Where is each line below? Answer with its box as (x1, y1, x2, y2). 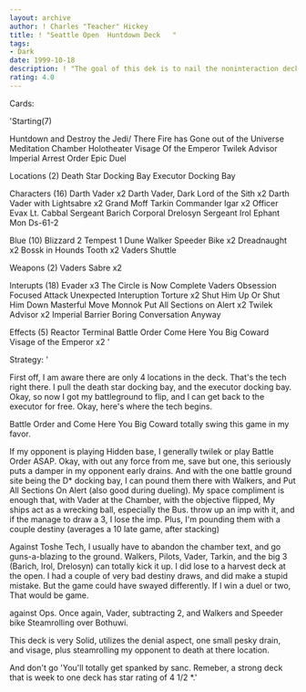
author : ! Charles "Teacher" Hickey (9, 22, 148, 31)
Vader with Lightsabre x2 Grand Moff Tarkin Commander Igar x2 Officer (9, 197, 279, 208)
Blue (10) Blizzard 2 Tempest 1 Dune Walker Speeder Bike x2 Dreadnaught (9, 235, 288, 246)
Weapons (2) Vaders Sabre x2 (9, 262, 123, 273)
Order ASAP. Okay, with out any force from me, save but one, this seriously (9, 456, 291, 467)
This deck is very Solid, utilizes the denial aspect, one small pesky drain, (9, 634, 280, 645)
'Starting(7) (9, 115, 53, 126)
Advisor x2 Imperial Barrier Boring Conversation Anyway (9, 309, 221, 320)
